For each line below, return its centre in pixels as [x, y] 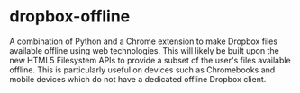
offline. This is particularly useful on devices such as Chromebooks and [142, 70]
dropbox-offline [70, 17]
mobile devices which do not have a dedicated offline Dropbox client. [138, 79]
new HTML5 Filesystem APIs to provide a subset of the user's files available [150, 60]
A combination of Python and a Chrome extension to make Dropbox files [143, 41]
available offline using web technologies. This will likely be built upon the [144, 50]
